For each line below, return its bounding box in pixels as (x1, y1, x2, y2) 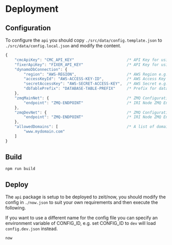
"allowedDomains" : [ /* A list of (14, 124, 155, 129)
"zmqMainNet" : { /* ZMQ (14, 96, 141, 101)
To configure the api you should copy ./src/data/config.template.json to (5, 37, 162, 43)
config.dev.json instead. (5, 225, 58, 232)
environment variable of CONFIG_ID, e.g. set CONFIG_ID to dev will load (5, 220, 156, 227)
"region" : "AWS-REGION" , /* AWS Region (24, 71, 157, 77)
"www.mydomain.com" (24, 129, 66, 134)
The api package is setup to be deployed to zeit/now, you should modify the (5, 194, 166, 200)
